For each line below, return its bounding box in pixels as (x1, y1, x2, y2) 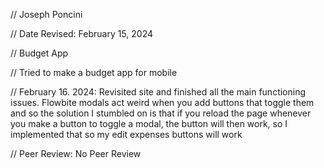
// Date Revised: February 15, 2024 (10, 28, 154, 39)
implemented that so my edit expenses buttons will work (10, 129, 243, 140)
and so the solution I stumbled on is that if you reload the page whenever (10, 107, 312, 119)
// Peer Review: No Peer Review (10, 148, 142, 159)
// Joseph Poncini (10, 9, 83, 20)
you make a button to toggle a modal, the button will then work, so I (10, 118, 288, 129)
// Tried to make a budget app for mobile (10, 67, 178, 78)
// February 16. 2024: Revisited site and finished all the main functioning (10, 86, 307, 98)
